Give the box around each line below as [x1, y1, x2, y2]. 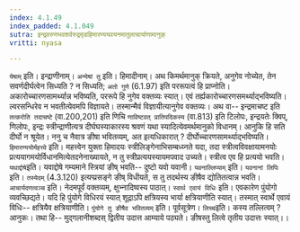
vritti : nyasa [9, 38, 63, 48]
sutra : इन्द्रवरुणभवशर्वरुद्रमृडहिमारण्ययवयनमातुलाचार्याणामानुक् [9, 30, 166, 39]
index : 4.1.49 [9, 13, 63, 22]
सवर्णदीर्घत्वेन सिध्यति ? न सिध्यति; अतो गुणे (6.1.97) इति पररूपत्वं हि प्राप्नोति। [9, 81, 231, 92]
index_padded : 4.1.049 [9, 22, 94, 31]
